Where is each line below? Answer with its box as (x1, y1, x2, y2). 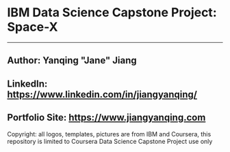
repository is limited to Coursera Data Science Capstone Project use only (7, 137, 213, 145)
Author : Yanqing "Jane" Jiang (7, 55, 137, 66)
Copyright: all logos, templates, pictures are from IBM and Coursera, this (7, 130, 212, 138)
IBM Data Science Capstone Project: (7, 5, 217, 20)
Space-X (7, 19, 58, 35)
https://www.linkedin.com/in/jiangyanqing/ (7, 89, 197, 100)
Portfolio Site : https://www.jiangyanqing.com (7, 112, 206, 123)
